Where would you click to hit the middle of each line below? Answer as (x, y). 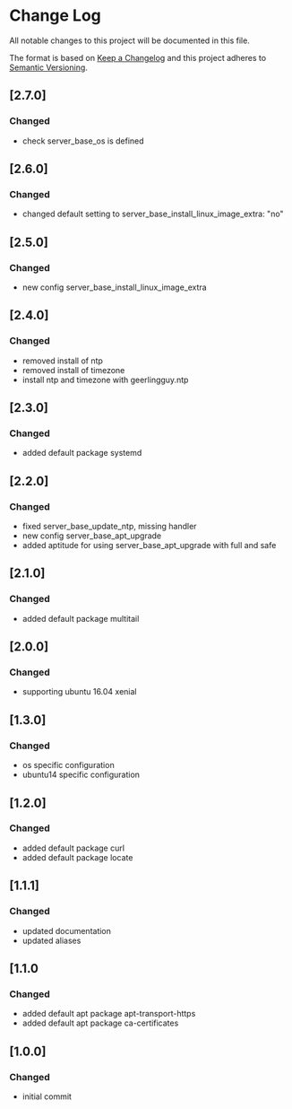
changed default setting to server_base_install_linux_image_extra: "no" (153, 214)
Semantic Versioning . (48, 67)
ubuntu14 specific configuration (81, 775)
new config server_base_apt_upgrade (92, 536)
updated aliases (52, 940)
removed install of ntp (62, 361)
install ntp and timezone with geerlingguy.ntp (105, 380)
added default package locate (77, 857)
